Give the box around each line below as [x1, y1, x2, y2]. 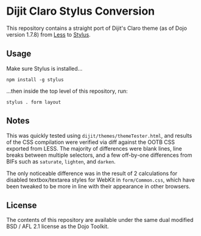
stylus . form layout [6, 99, 62, 105]
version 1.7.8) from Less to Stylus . [6, 30, 91, 38]
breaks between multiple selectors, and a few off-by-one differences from [6, 151, 192, 159]
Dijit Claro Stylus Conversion [6, 4, 155, 18]
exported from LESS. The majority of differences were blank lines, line [6, 145, 182, 152]
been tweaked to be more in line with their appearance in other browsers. [6, 182, 191, 190]
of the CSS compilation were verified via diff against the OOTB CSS [6, 138, 175, 146]
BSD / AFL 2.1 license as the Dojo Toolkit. [6, 223, 109, 230]
